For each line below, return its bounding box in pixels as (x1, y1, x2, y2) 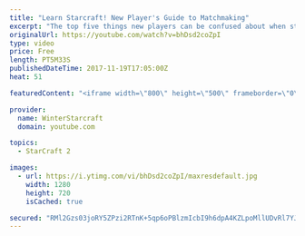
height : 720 (25, 188, 71, 198)
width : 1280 (25, 180, 71, 189)
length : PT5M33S (9, 55, 71, 64)
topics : (9, 138, 39, 148)
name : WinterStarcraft (17, 113, 103, 123)
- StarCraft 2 (17, 147, 71, 156)
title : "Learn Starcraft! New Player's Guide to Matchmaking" (9, 13, 250, 23)
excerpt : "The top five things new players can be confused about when (9, 22, 286, 31)
